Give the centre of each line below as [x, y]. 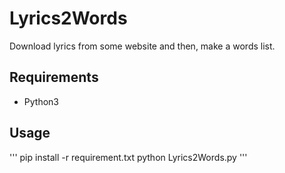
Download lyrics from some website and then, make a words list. [142, 46]
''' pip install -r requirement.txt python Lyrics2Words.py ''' [128, 157]
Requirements [54, 77]
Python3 [41, 101]
